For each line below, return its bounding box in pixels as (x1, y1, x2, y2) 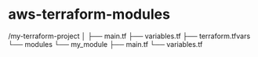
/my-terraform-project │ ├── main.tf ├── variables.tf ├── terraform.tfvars (8, 31, 251, 41)
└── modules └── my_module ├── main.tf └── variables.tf (8, 39, 203, 48)
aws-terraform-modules (8, 5, 171, 23)
